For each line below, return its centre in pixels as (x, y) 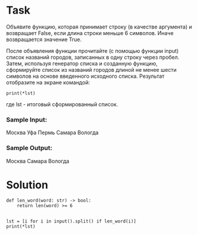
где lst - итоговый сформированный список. (62, 104)
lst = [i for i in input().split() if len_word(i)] (71, 221)
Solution (27, 185)
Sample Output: (29, 148)
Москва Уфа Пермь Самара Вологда (52, 133)
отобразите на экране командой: (48, 82)
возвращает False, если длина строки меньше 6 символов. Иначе (90, 33)
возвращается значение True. (44, 39)
